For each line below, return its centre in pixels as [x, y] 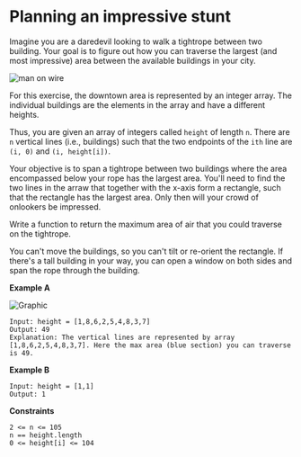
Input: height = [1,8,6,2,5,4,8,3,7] [80, 321]
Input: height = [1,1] [52, 386]
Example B [30, 370]
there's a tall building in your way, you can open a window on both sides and [151, 260]
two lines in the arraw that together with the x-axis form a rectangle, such [145, 187]
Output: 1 [28, 394]
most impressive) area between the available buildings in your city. [133, 60]
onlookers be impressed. [55, 206]
